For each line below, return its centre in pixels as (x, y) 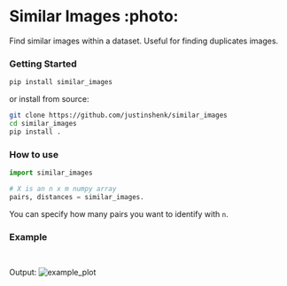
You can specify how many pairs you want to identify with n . (119, 213)
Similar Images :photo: (94, 16)
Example (28, 236)
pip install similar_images (61, 82)
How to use (34, 154)
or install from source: (49, 99)
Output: (23, 272)
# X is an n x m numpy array (63, 189)
